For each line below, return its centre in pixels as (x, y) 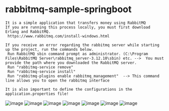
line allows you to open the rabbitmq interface (57, 80)
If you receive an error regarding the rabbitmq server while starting (82, 45)
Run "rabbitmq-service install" (41, 71)
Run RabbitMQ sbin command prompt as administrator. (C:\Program (78, 54)
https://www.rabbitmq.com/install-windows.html (58, 36)
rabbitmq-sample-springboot (69, 9)
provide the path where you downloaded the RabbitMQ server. (71, 63)
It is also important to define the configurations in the (69, 89)
